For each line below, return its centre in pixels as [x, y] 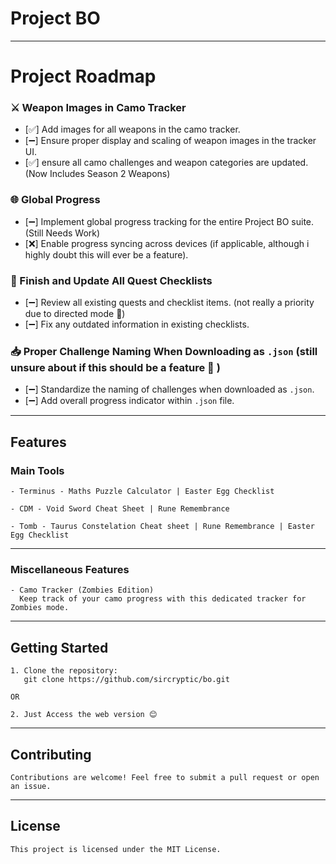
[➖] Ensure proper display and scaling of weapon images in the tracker [170, 141]
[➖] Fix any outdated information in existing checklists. [137, 324]
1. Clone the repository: [64, 671]
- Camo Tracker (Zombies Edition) [82, 590]
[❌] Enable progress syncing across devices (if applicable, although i [167, 243]
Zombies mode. [40, 608]
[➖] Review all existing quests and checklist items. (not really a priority [169, 303]
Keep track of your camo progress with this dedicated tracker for [163, 599]
